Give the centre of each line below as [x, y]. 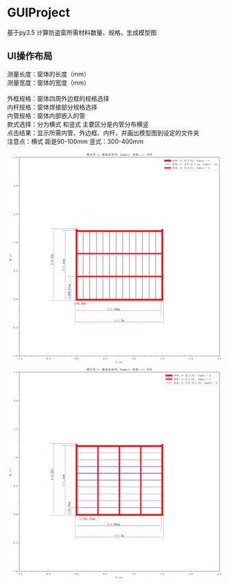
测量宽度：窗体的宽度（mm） [49, 82]
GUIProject [39, 13]
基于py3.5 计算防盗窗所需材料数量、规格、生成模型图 [82, 32]
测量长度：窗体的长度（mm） [49, 74]
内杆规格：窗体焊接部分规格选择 [52, 107]
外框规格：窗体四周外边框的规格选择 [58, 98]
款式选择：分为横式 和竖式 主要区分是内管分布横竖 [78, 124]
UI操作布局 [30, 56]
